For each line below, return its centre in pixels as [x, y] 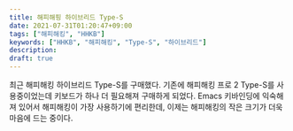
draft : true [31, 58]
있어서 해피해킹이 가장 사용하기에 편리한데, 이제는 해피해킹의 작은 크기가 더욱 [150, 107]
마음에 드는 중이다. [41, 118]
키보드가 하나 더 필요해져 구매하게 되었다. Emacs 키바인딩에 [157, 96]
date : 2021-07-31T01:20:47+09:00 [71, 26]
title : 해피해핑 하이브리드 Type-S [66, 17]
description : [33, 50]
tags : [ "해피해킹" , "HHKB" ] [57, 34]
